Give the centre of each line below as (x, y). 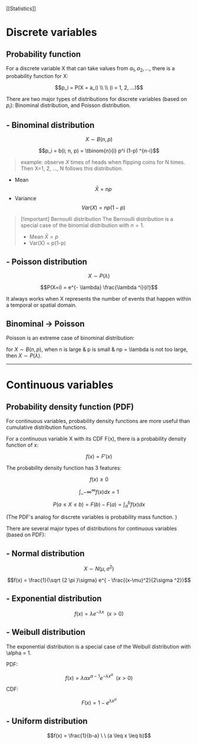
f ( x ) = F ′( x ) (99, 457)
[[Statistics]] (21, 9)
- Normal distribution (45, 553)
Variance (25, 199)
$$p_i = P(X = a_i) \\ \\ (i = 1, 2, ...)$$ (99, 87)
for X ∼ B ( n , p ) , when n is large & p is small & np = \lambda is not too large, (97, 349)
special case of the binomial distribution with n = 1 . (82, 225)
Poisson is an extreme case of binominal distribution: (70, 338)
